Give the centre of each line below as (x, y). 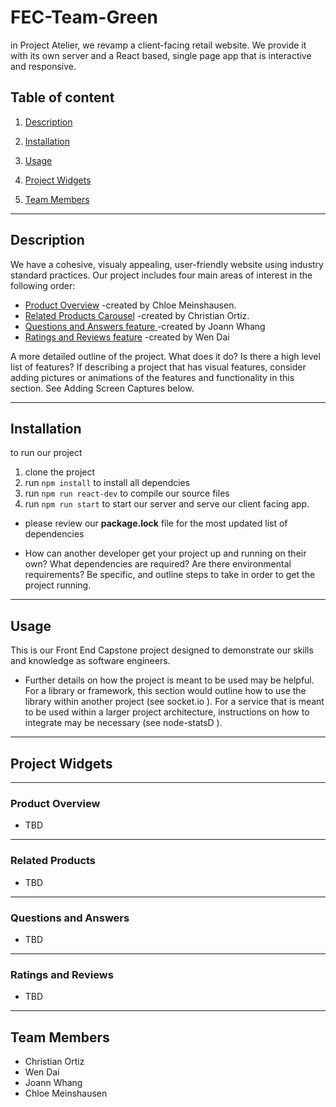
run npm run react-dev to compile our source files (127, 493)
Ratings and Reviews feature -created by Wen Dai (127, 337)
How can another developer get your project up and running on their (165, 553)
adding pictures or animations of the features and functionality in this (152, 377)
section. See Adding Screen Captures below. (102, 388)
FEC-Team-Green (84, 17)
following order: (43, 285)
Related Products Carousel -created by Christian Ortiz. (137, 315)
